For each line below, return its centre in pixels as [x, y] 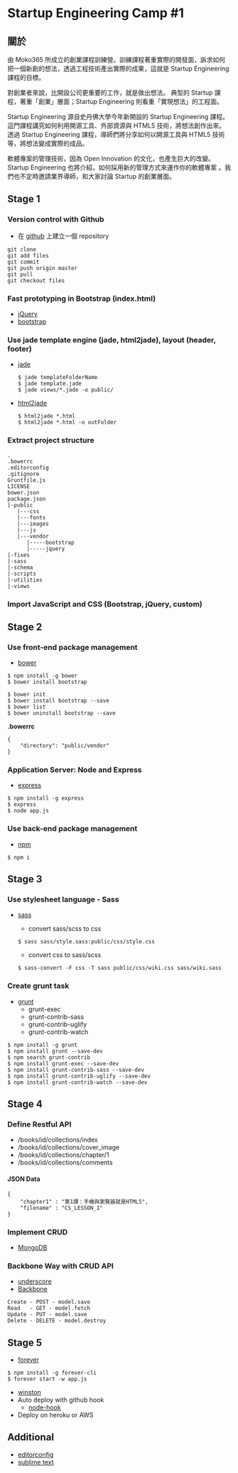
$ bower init [27, 695]
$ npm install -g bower [43, 676]
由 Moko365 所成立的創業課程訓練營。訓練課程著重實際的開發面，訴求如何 [117, 60]
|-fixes [19, 555]
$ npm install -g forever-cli [52, 1373]
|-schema [20, 567]
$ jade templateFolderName [58, 378]
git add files [28, 255]
